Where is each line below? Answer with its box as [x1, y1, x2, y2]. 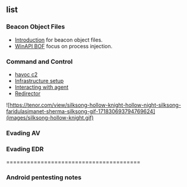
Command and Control [6, 57, 73, 66]
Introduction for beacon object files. [14, 36, 103, 43]
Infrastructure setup [14, 77, 64, 84]
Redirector [14, 89, 41, 97]
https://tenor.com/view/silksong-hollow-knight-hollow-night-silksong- [9, 101, 181, 108]
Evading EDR [6, 145, 44, 153]
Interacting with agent [14, 83, 69, 91]
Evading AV [6, 129, 40, 137]
